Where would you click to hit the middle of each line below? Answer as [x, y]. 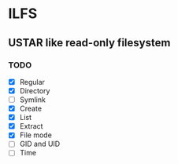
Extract [31, 126]
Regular [32, 82]
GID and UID [40, 144]
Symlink [32, 100]
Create [30, 109]
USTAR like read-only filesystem [89, 43]
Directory [35, 90]
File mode [36, 135]
